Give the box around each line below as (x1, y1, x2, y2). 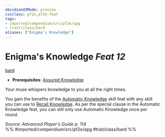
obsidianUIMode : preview (5, 7, 56, 12)
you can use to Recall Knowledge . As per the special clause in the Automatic (5, 101, 161, 107)
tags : (5, 16, 16, 21)
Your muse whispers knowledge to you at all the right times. (5, 86, 127, 92)
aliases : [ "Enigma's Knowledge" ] (5, 30, 74, 35)
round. (5, 111, 19, 117)
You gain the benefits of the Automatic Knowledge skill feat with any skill (5, 96, 153, 102)
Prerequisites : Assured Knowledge (12, 77, 84, 82)
